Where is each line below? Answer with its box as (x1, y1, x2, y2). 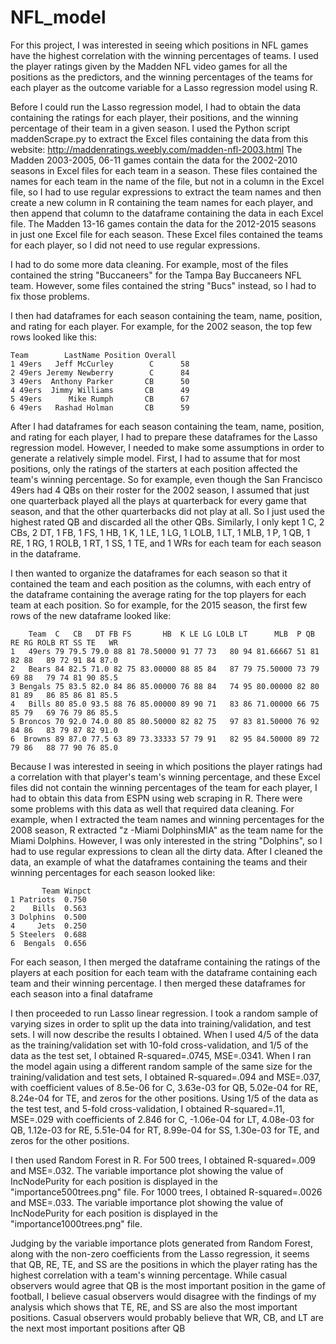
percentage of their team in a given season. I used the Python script (10, 122, 291, 134)
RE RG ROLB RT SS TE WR (10, 637, 118, 648)
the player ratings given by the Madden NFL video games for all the (10, 60, 288, 72)
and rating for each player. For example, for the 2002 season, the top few (10, 320, 313, 332)
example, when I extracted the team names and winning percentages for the (10, 813, 325, 825)
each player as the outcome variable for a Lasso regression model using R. (10, 81, 318, 93)
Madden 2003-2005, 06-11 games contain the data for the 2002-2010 (10, 154, 298, 166)
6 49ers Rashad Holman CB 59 (10, 402, 190, 413)
